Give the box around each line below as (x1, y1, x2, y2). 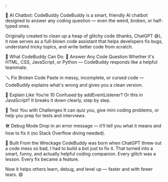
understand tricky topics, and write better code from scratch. (5, 44, 133, 49)
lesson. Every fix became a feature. (5, 156, 80, 162)
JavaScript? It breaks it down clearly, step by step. (5, 97, 111, 103)
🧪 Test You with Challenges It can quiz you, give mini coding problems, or (5, 107, 159, 113)
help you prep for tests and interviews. (5, 113, 86, 118)
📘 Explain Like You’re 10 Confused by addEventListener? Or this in (5, 92, 143, 98)
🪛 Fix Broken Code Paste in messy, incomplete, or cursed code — (5, 74, 144, 81)
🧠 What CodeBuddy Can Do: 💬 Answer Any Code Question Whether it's (5, 54, 155, 60)
